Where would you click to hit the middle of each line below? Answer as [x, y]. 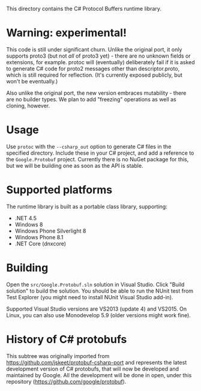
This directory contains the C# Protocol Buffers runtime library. [84, 9]
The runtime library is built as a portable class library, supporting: [87, 206]
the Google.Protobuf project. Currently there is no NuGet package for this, [97, 159]
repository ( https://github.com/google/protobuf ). [66, 381]
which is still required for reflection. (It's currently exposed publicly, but [94, 75]
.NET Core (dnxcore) [40, 243]
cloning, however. [28, 106]
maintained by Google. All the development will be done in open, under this [99, 375]
